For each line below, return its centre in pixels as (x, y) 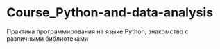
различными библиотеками (48, 38)
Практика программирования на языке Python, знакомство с (98, 31)
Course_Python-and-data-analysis (110, 13)
